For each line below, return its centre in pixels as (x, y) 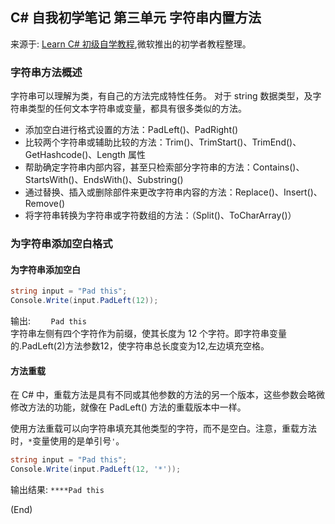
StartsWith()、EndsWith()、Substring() (104, 180)
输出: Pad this (48, 320)
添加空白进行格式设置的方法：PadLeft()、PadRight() (131, 130)
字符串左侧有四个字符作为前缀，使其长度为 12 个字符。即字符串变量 (149, 333)
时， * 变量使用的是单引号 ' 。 (67, 441)
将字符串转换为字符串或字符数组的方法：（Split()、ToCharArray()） (160, 215)
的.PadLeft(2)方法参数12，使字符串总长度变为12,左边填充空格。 (140, 345)
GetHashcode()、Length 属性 (85, 155)
